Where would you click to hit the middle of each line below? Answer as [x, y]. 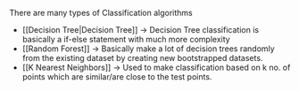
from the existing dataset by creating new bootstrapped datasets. [142, 58]
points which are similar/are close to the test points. [117, 77]
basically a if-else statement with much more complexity [126, 39]
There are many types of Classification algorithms [101, 13]
